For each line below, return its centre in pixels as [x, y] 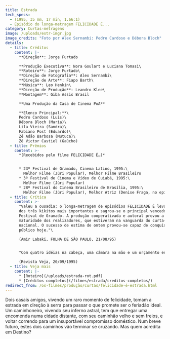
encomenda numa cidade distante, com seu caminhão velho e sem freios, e [84, 316]
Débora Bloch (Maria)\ [42, 122]
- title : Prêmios [28, 146]
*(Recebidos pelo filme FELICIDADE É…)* [62, 155]
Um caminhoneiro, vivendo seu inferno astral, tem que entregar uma [76, 311]
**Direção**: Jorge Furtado [48, 57]
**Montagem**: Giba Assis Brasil [54, 94]
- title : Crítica [28, 197]
